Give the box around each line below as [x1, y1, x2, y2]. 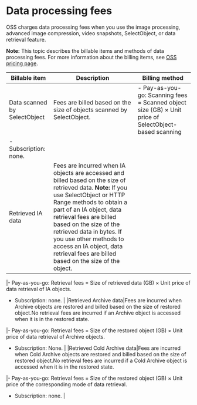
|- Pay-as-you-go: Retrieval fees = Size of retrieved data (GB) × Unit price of [6, 279, 191, 286]
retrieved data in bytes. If [53, 227, 122, 235]
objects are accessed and [53, 168, 124, 177]
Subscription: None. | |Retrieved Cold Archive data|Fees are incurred [14, 345, 181, 352]
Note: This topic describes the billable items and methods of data [6, 47, 164, 54]
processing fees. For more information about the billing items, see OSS [6, 53, 177, 60]
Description [76, 73, 110, 82]
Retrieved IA [9, 209, 43, 217]
